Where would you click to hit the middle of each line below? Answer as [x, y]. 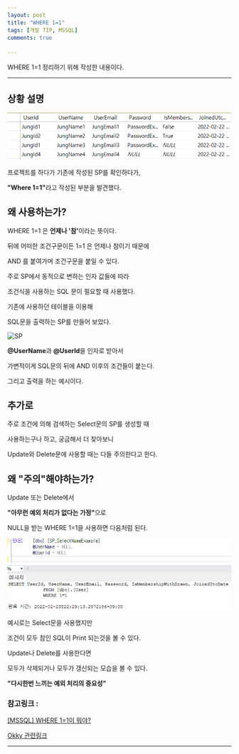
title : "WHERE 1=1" [36, 22]
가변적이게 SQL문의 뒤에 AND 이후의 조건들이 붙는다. [81, 366]
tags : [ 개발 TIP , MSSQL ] [43, 30]
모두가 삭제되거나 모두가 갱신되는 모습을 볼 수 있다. [78, 668]
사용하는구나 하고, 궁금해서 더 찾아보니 [60, 439]
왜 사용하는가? [37, 212]
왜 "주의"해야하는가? [51, 479]
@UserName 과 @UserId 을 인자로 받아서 [65, 350]
